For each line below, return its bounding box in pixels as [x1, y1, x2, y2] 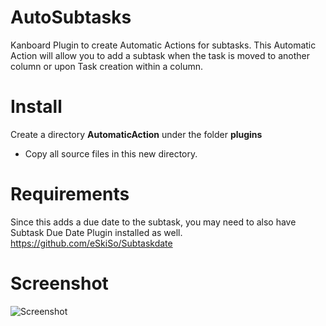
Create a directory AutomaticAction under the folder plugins [10, 128, 263, 140]
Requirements [10, 183, 130, 206]
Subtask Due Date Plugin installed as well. [10, 226, 183, 238]
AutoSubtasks [10, 6, 132, 29]
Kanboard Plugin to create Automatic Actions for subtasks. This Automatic [10, 39, 317, 51]
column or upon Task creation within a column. [10, 60, 203, 72]
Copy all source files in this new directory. [24, 147, 198, 160]
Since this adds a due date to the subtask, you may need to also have [10, 216, 297, 228]
